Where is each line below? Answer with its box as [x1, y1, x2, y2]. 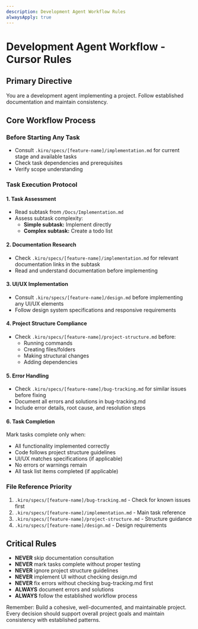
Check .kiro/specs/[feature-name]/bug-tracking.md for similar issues [14, 385, 187, 392]
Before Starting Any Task [6, 133, 80, 141]
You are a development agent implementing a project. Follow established [6, 92, 184, 99]
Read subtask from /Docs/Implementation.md [14, 209, 124, 216]
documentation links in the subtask [14, 260, 101, 268]
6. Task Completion [6, 417, 55, 425]
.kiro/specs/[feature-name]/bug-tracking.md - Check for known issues [14, 496, 191, 503]
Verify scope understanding [14, 166, 83, 173]
